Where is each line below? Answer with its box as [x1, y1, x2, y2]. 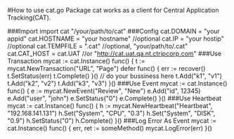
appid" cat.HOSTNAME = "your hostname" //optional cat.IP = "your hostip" [7, 34, 225, 43]
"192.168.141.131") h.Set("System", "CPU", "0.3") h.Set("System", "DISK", [7, 109, 216, 117]
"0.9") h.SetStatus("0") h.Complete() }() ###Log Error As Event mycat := [7, 117, 216, 125]
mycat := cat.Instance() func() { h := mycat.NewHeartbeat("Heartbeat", [7, 102, 213, 110]
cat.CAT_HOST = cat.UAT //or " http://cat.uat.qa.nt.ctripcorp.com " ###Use [7, 49, 222, 58]
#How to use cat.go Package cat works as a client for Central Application [7, 6, 219, 14]
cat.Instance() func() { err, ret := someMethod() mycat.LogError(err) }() [7, 124, 212, 132]
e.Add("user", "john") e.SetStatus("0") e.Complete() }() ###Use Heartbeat [7, 94, 222, 102]
